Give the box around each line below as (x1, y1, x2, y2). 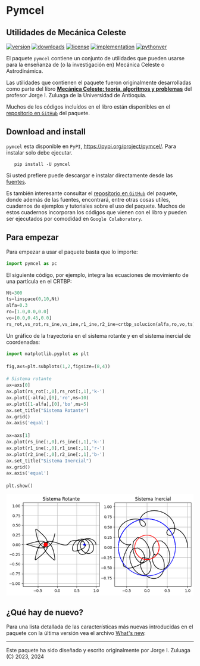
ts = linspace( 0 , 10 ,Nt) (6, 296, 60, 302)
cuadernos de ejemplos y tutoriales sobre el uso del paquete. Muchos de (6, 202, 186, 209)
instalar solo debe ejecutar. (6, 149, 73, 156)
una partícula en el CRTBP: (6, 277, 73, 285)
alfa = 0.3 (6, 303, 28, 309)
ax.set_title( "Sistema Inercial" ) (6, 458, 92, 464)
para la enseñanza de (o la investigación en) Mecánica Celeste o (6, 61, 165, 68)
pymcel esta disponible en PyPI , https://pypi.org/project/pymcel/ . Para (6, 143, 177, 150)
